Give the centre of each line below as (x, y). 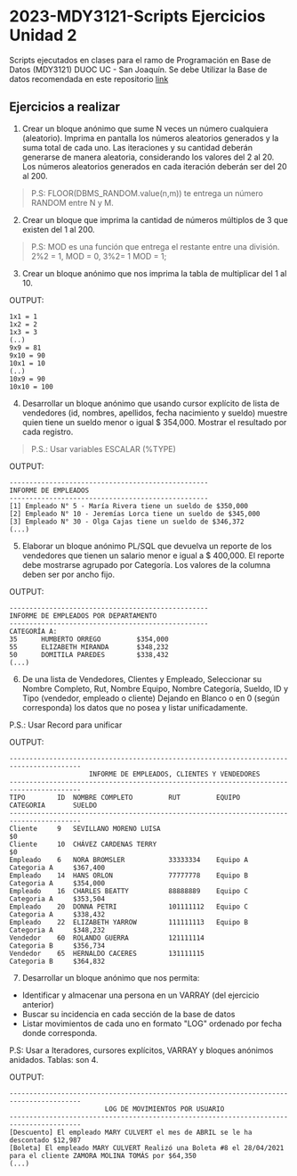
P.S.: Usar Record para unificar (66, 725)
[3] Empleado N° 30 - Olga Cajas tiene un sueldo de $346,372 (127, 522)
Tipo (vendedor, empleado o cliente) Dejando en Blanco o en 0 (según (151, 698)
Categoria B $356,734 (57, 946)
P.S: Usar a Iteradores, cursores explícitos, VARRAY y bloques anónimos (141, 1050)
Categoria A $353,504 (57, 899)
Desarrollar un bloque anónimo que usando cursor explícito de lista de (151, 403)
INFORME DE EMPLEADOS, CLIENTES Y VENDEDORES (174, 774)
